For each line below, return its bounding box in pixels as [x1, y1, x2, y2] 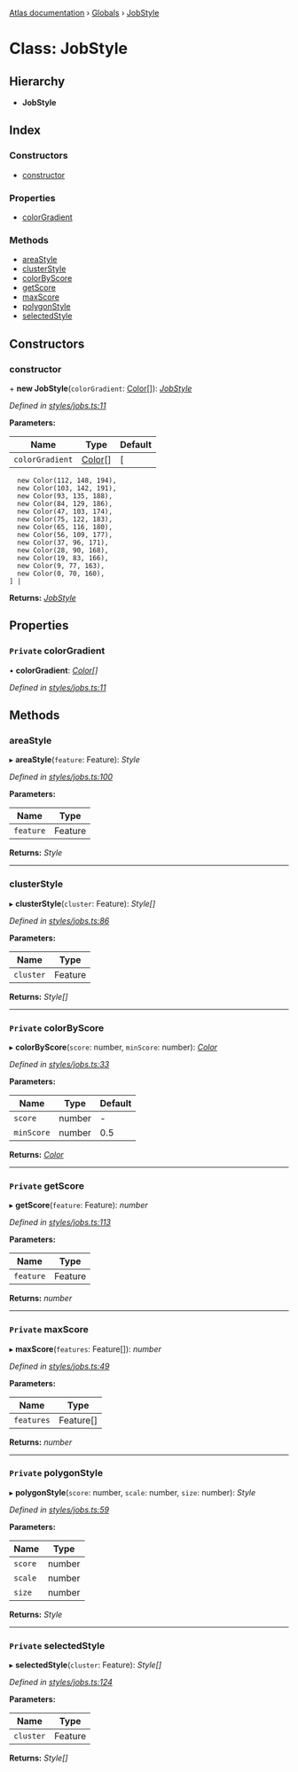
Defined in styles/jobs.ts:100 [9, 771, 114, 783]
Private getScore [9, 1179, 84, 1191]
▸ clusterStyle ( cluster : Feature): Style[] [9, 898, 156, 909]
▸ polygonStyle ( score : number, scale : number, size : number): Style [9, 1487, 256, 1497]
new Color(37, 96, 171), [17, 538, 109, 547]
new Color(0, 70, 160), [17, 569, 105, 578]
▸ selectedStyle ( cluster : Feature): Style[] [9, 1659, 162, 1670]
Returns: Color [9, 1149, 64, 1159]
